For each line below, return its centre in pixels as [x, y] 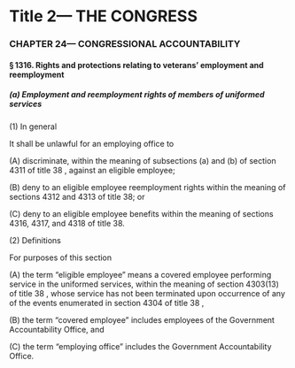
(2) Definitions [35, 240]
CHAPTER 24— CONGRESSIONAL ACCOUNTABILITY [125, 44]
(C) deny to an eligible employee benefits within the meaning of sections [141, 213]
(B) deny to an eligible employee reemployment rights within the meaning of [147, 187]
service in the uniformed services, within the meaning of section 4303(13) [144, 284]
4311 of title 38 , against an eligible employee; [92, 170]
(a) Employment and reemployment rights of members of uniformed [137, 95]
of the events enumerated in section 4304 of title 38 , [107, 303]
